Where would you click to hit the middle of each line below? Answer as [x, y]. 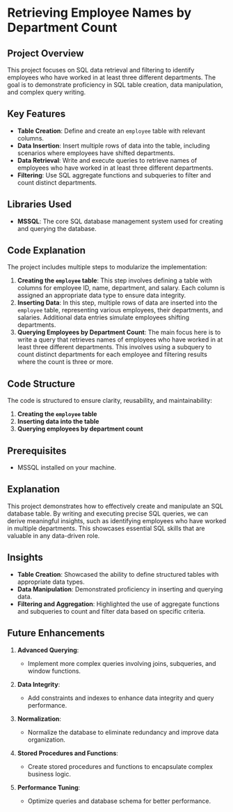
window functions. [54, 671]
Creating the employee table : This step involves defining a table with [114, 280]
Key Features [37, 114]
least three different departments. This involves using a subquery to [114, 347]
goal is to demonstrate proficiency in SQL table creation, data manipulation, [115, 85]
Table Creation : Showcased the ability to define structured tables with [118, 574]
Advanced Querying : [48, 650]
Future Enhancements [56, 634]
